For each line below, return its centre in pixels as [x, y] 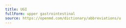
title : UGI [16, 9]
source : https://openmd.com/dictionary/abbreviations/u [63, 18]
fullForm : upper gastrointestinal [40, 14]
